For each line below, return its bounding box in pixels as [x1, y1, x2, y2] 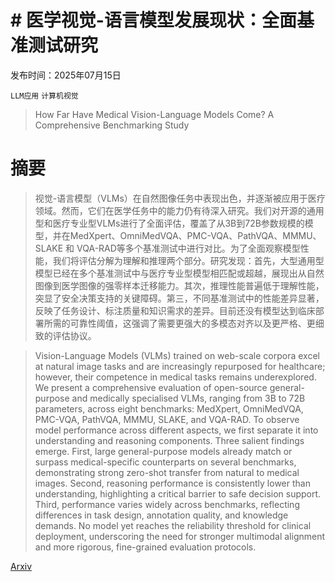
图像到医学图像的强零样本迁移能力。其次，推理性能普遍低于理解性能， [34, 279, 325, 291]
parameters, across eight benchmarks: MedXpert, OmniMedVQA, [34, 402, 304, 415]
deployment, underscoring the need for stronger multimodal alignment [34, 530, 326, 542]
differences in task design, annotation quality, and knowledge [34, 509, 289, 521]
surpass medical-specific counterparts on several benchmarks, [34, 456, 297, 468]
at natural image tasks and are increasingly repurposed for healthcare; [34, 360, 326, 372]
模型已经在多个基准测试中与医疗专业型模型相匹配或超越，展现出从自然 [34, 267, 325, 279]
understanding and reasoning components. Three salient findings [34, 434, 305, 446]
